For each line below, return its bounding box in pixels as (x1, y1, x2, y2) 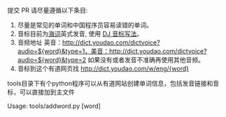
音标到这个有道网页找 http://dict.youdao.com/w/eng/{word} (17, 65, 189, 72)
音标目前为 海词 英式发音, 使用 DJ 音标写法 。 (17, 30, 143, 38)
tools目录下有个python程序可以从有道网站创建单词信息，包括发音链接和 (7, 79, 213, 87)
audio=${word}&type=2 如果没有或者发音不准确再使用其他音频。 (17, 56, 204, 64)
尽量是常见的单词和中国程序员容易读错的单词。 (17, 21, 153, 29)
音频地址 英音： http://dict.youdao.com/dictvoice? (17, 38, 160, 47)
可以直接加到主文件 (19, 88, 75, 96)
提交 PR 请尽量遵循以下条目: (7, 6, 88, 14)
